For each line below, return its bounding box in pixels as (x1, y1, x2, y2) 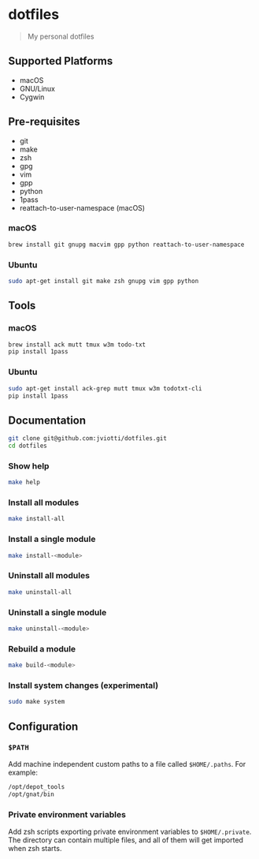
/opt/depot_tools (8, 782, 65, 790)
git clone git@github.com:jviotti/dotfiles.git (8, 435, 168, 443)
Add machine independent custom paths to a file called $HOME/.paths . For (8, 759, 246, 768)
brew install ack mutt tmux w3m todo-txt (8, 341, 146, 349)
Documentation (8, 413, 87, 427)
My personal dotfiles (27, 32, 94, 41)
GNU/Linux (19, 84, 55, 93)
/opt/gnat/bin (8, 790, 55, 798)
